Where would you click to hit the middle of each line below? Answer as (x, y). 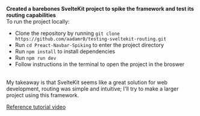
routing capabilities (31, 15)
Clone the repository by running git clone (67, 33)
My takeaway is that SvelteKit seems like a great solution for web (87, 82)
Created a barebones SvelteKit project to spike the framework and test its (100, 9)
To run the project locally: (38, 21)
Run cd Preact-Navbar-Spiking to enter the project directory (89, 45)
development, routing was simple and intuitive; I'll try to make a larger (92, 89)
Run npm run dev (36, 58)
